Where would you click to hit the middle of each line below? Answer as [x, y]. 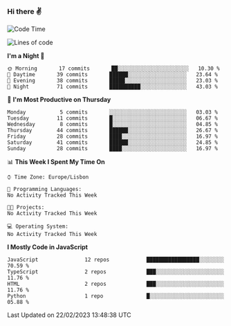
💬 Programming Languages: [44, 190]
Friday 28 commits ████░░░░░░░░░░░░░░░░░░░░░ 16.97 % [112, 137]
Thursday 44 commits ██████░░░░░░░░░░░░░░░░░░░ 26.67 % [112, 131]
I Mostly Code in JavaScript [48, 247]
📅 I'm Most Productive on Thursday [59, 100]
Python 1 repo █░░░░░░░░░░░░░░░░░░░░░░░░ [116, 296]
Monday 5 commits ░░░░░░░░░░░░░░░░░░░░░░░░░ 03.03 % [112, 112]
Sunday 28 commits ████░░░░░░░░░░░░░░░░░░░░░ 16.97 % [112, 149]
